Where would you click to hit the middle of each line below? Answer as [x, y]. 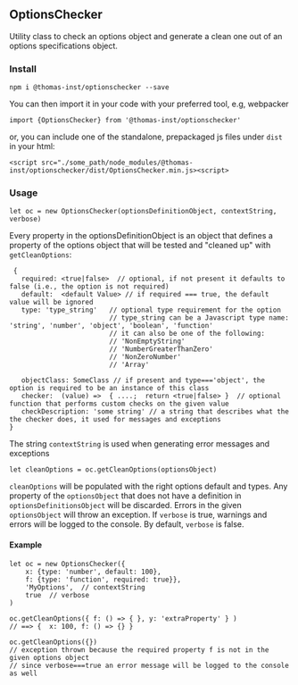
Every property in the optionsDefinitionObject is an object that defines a [141, 236]
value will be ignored [51, 303]
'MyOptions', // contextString [85, 587]
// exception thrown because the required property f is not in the [139, 650]
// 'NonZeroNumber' [145, 357]
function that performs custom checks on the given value [119, 404]
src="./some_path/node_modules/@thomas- [117, 163]
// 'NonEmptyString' [147, 342]
